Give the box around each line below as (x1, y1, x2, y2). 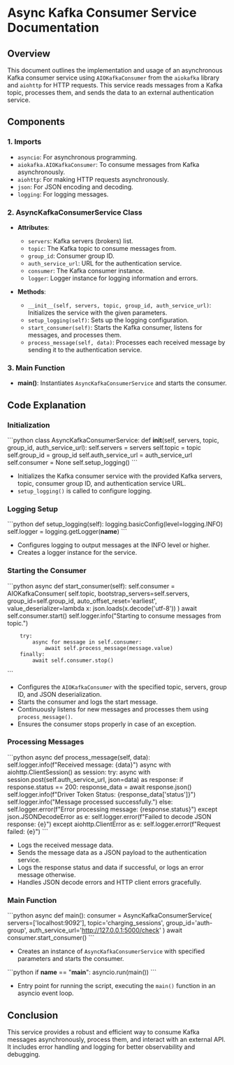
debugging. (7, 1050, 41, 1058)
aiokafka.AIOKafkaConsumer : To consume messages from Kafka (17, 160, 200, 168)
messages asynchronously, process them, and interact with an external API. (7, 1035, 226, 1043)
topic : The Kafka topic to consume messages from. (27, 244, 177, 252)
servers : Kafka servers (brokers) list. (27, 236, 134, 245)
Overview (7, 48, 51, 59)
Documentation (7, 20, 100, 36)
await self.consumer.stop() (32, 657, 114, 664)
